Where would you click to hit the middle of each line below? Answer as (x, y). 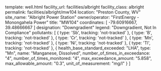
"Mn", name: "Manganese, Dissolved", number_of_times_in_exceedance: (78, 53)
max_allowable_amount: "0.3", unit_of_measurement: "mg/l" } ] (68, 63)
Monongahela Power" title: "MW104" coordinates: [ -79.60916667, (71, 22)
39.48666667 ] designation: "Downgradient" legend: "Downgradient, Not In (81, 28)
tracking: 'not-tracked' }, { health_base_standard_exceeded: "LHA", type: (78, 48)
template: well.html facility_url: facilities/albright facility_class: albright (75, 7)
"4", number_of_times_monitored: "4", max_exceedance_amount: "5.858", (79, 58)
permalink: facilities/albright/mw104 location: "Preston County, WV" (73, 12)
